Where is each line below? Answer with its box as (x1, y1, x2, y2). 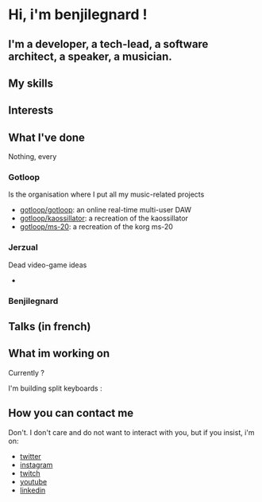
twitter (19, 451, 41, 461)
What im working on (8, 347, 110, 360)
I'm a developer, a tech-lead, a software (8, 37, 209, 51)
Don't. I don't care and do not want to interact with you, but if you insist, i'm (8, 427, 256, 437)
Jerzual (8, 242, 38, 253)
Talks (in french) (8, 320, 91, 333)
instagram (19, 460, 53, 469)
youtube (19, 477, 48, 486)
